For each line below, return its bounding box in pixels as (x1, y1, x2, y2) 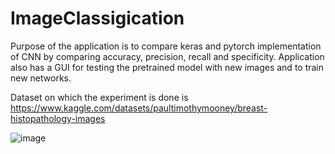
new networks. (10, 72, 72, 84)
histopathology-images (10, 112, 106, 124)
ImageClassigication (10, 7, 185, 30)
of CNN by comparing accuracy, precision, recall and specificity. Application (10, 50, 325, 62)
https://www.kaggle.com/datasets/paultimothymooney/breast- (10, 102, 268, 114)
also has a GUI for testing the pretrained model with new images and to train (10, 61, 325, 73)
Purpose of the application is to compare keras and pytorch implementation (10, 40, 322, 52)
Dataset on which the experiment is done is (10, 91, 189, 103)
